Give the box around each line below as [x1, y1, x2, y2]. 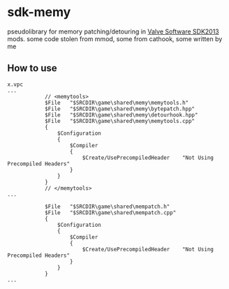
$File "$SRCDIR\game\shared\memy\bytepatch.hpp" [44, 105, 195, 112]
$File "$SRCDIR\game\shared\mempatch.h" [44, 203, 170, 210]
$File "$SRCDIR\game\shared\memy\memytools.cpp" [44, 117, 195, 124]
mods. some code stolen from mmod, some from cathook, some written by [7, 34, 223, 43]
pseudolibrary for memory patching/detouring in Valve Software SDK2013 [7, 27, 220, 36]
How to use [7, 62, 57, 74]
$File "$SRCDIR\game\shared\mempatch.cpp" [44, 209, 177, 216]
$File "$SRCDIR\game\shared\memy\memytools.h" [44, 99, 189, 106]
